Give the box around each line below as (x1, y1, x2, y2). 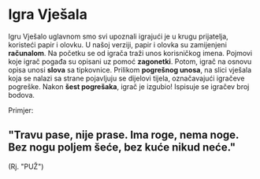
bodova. (8, 90, 35, 99)
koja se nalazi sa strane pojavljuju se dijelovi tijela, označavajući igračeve (8, 73, 245, 83)
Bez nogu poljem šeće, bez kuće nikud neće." (8, 140, 236, 155)
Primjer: (8, 105, 34, 115)
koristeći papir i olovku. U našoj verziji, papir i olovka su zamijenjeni (8, 39, 227, 49)
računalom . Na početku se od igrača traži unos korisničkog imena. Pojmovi (8, 48, 253, 58)
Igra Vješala (8, 6, 88, 24)
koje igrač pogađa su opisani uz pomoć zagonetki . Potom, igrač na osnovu (8, 57, 252, 66)
